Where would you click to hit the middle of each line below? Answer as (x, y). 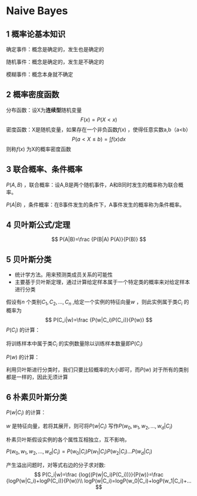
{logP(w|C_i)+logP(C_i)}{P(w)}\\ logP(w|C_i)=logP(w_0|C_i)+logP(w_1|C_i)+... (99, 481)
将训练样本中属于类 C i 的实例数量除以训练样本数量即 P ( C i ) (74, 344)
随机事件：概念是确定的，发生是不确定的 (55, 62)
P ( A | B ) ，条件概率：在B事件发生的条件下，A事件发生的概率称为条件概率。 (96, 204)
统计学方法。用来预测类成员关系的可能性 (64, 275)
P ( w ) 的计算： (23, 357)
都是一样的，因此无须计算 (37, 377)
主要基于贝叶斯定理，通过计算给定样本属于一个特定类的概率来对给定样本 (102, 282)
